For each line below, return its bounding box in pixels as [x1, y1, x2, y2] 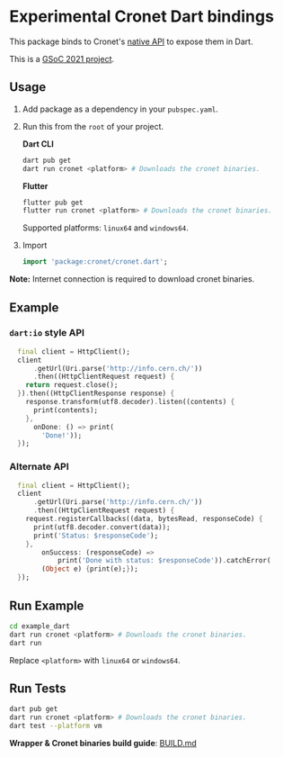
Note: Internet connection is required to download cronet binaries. [9, 274, 255, 284]
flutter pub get [22, 198, 84, 207]
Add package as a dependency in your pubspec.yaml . [22, 104, 218, 114]
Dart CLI [22, 138, 54, 149]
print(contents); [32, 405, 99, 415]
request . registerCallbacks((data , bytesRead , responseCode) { [25, 515, 263, 524]
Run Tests [9, 680, 66, 696]
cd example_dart [9, 621, 70, 631]
